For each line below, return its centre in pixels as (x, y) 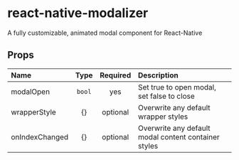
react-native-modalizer (78, 13)
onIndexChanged (40, 137)
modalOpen (31, 92)
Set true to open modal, (177, 87)
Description (158, 75)
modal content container (179, 137)
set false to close (166, 96)
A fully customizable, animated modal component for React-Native (105, 33)
